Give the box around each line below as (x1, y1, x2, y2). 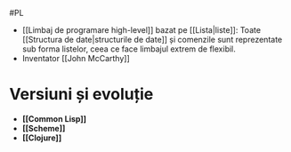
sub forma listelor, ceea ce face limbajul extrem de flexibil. (21, 44, 236, 54)
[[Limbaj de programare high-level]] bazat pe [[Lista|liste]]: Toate (21, 25, 261, 35)
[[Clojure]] (21, 132, 62, 143)
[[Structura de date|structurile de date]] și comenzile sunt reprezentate (21, 35, 283, 44)
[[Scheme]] (21, 123, 66, 133)
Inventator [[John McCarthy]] (21, 53, 131, 63)
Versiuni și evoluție (9, 84, 154, 105)
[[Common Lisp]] (21, 113, 87, 124)
